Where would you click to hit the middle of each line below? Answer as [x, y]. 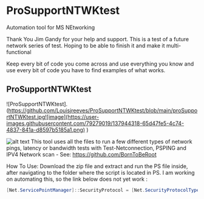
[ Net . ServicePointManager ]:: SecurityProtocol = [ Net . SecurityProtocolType [103, 190]
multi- [173, 46]
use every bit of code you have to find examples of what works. [86, 70]
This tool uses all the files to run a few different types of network [111, 141]
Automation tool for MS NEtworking [51, 27]
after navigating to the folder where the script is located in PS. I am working [101, 172]
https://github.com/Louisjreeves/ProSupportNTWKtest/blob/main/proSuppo [103, 110]
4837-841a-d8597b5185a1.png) [46, 130]
